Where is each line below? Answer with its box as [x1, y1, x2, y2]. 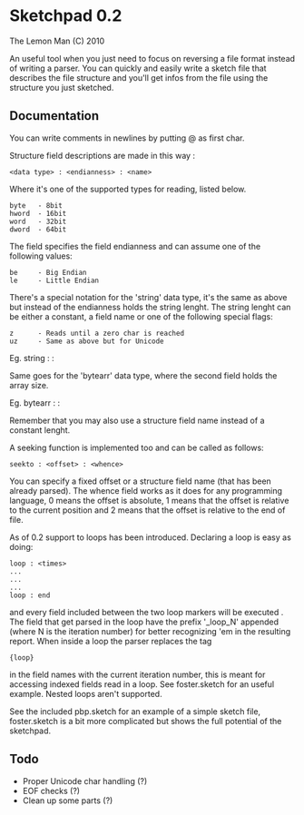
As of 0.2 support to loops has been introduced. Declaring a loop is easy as [9, 532, 292, 543]
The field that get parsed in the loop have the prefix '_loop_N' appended [9, 616, 279, 627]
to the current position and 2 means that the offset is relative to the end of [9, 505, 286, 516]
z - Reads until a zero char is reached [9, 329, 184, 338]
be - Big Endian [9, 268, 88, 277]
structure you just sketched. [9, 82, 114, 93]
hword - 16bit [9, 209, 67, 218]
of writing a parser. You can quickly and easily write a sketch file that [9, 63, 267, 74]
